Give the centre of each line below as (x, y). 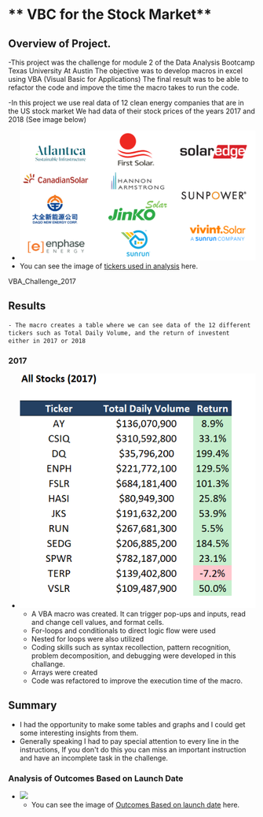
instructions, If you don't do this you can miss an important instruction (133, 749)
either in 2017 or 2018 (47, 341)
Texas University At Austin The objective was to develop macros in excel (126, 71)
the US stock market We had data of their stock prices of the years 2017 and (131, 111)
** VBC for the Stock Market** (110, 15)
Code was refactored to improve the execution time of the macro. (137, 680)
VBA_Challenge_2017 (42, 282)
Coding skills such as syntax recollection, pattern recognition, (131, 647)
